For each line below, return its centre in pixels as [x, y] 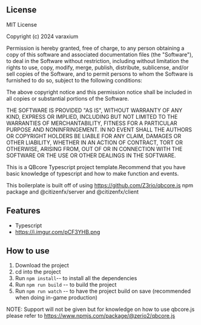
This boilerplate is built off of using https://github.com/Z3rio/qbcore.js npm [100, 185]
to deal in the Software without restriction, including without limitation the [97, 61]
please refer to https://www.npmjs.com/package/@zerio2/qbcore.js [91, 316]
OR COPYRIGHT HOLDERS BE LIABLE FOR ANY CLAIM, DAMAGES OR [94, 136]
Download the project [42, 266]
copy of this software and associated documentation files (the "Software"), [100, 55]
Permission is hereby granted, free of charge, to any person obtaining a [95, 48]
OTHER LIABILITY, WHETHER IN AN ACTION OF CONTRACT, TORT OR [94, 142]
